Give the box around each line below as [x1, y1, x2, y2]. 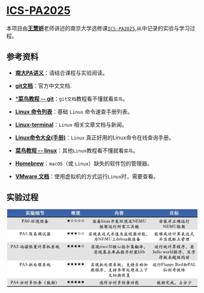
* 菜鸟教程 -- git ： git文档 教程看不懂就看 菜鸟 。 [15, 95, 128, 102]
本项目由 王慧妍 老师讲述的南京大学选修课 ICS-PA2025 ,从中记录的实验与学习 [6, 24, 190, 32]
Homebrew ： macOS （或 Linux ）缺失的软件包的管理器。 [15, 160, 153, 167]
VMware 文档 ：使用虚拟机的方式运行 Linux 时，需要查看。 [15, 172, 160, 180]
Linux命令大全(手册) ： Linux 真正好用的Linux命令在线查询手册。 [15, 133, 175, 141]
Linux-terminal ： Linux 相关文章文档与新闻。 [15, 121, 128, 128]
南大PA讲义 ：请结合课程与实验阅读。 [15, 69, 108, 76]
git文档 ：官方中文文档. [15, 82, 72, 89]
